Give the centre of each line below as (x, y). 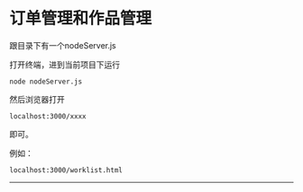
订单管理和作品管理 (81, 18)
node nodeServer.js (46, 82)
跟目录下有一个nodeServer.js (63, 45)
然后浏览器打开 (37, 99)
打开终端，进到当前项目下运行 (64, 65)
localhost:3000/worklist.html (66, 170)
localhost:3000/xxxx (48, 116)
